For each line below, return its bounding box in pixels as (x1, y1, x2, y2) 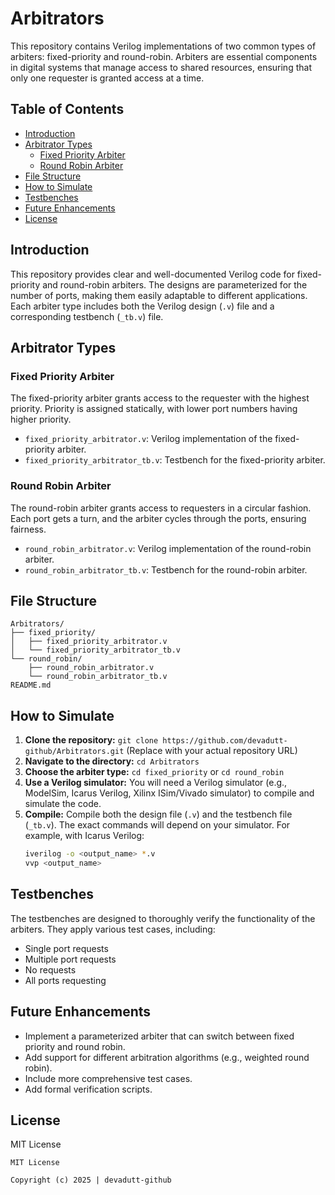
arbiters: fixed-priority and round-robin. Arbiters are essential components (10, 50, 318, 62)
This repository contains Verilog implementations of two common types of (10, 40, 317, 52)
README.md (10, 680, 52, 691)
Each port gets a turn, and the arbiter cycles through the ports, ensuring (10, 512, 307, 524)
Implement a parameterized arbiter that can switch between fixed (24, 1030, 295, 1042)
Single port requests (24, 942, 109, 954)
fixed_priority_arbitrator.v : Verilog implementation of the (24, 433, 273, 445)
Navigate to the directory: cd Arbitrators (24, 755, 200, 767)
